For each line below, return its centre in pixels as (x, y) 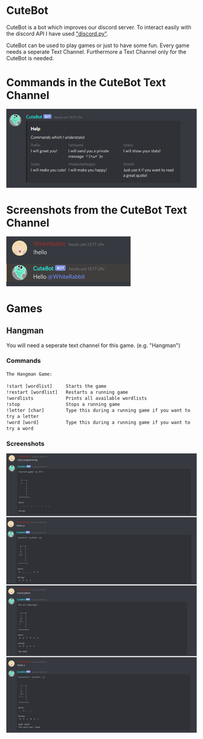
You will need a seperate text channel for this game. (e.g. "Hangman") (93, 345)
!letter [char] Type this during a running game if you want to (98, 410)
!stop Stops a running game (63, 404)
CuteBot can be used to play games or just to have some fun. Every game (98, 45)
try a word (20, 428)
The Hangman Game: (29, 374)
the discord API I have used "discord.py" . (57, 33)
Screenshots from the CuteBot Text (97, 210)
